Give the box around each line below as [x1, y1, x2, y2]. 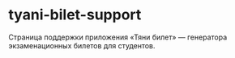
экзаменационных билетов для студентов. [8, 40, 156, 50]
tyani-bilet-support [8, 6, 142, 24]
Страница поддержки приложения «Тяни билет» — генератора [8, 32, 228, 42]
